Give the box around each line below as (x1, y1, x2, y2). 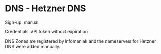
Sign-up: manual (5, 19, 39, 25)
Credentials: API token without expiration (5, 28, 88, 34)
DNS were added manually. (5, 43, 61, 49)
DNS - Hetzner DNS (5, 3, 86, 14)
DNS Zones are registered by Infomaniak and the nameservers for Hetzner (5, 38, 156, 44)
